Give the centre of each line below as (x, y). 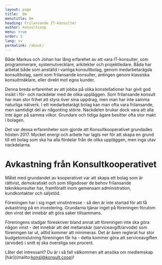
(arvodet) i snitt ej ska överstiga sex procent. (50, 243)
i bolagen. (15, 120)
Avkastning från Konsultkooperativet (81, 164)
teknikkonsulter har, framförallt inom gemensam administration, (68, 188)
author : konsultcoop (26, 28)
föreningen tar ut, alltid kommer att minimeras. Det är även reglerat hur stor (80, 232)
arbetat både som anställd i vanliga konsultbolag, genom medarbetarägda (79, 69)
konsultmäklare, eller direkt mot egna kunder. (50, 80)
